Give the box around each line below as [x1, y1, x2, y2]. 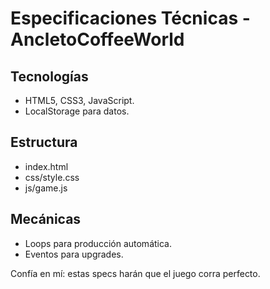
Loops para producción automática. [24, 237, 172, 249]
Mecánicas [10, 211, 82, 228]
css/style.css [24, 171, 80, 183]
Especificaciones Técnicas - [10, 7, 251, 30]
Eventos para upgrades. [24, 248, 124, 260]
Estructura [10, 134, 78, 151]
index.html [24, 160, 69, 172]
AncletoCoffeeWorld [10, 28, 185, 51]
